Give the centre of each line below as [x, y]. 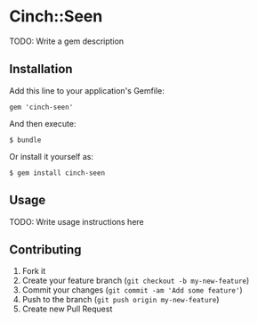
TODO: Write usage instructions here [77, 221]
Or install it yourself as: [51, 156]
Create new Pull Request [67, 309]
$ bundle [25, 140]
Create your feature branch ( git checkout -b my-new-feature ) [136, 281]
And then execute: [43, 123]
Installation [41, 69]
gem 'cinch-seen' [41, 107]
